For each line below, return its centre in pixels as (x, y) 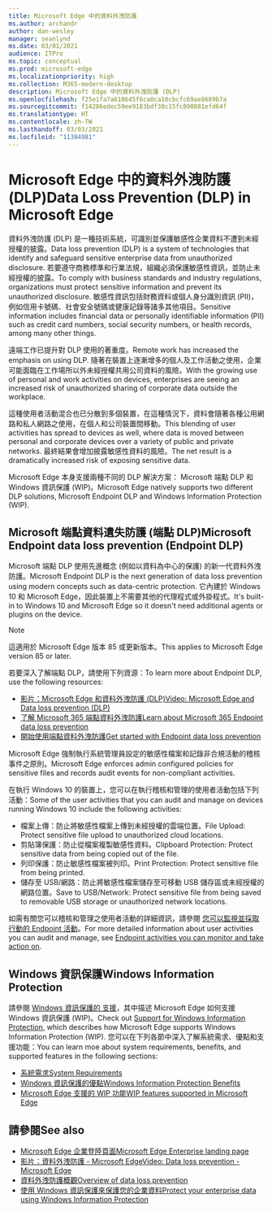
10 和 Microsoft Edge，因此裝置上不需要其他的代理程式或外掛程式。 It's (127, 597)
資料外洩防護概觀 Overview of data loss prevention (104, 1180)
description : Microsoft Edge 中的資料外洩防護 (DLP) (95, 92)
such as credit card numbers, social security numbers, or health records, (130, 324)
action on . (25, 946)
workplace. (27, 396)
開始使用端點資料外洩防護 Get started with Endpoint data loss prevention (140, 736)
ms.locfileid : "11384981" (52, 137)
